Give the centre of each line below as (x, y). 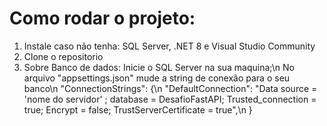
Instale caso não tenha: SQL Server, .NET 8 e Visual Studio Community (169, 46)
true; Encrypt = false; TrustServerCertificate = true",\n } (138, 109)
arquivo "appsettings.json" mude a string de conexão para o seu (157, 78)
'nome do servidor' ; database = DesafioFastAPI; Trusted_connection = (170, 99)
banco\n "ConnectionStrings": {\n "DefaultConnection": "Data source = (170, 88)
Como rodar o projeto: (102, 18)
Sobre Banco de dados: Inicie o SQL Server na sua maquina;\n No (159, 67)
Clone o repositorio (63, 56)
